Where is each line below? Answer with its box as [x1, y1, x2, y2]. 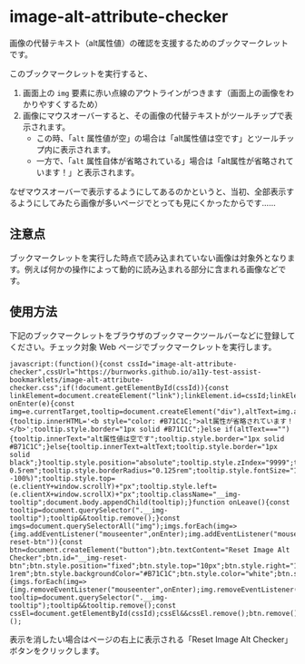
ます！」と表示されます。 [44, 166, 140, 178]
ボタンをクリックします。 [9, 645, 104, 656]
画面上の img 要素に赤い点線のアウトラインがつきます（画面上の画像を [22, 87, 287, 98]
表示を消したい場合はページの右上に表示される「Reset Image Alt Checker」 [9, 633, 293, 645]
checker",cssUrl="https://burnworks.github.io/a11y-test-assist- [9, 367, 261, 376]
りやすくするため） [30, 98, 103, 110]
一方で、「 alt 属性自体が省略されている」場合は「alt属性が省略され [35, 155, 286, 166]
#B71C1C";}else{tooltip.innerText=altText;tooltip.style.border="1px [9, 442, 279, 451]
